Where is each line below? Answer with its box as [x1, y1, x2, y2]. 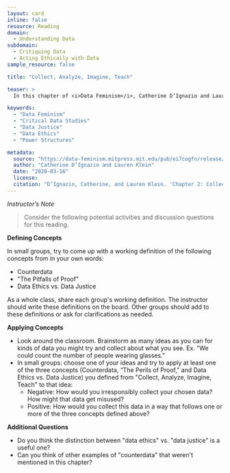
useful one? [16, 443, 51, 452]
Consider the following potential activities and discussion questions [23, 213, 214, 221]
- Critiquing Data [13, 49, 66, 56]
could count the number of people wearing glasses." [16, 351, 166, 359]
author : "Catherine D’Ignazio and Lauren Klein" [13, 162, 155, 169]
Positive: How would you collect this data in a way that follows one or [27, 402, 222, 411]
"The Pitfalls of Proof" [16, 275, 79, 283]
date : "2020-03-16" [13, 168, 69, 175]
